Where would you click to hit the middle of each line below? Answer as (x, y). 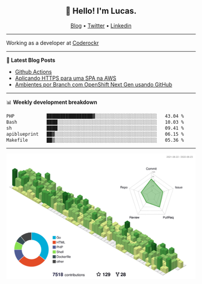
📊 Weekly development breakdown (52, 102)
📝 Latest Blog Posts (31, 60)
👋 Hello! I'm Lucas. (101, 11)
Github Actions (33, 71)
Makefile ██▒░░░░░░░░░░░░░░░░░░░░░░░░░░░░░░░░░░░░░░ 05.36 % (95, 140)
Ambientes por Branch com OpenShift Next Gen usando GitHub (93, 84)
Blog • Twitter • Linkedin (101, 25)
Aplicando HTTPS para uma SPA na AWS (66, 78)
